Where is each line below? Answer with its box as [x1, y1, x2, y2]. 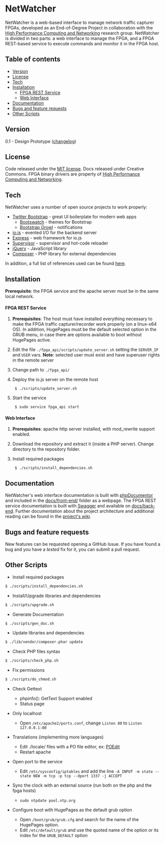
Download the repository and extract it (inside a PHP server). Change [12, 441, 154, 447]
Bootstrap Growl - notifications [19, 225, 83, 231]
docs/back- [131, 503, 155, 509]
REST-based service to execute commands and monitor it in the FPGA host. [5, 40, 160, 46]
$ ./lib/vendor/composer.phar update [5, 639, 83, 645]
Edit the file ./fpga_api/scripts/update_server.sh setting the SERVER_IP [12, 347, 159, 353]
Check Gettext [12, 686, 42, 692]
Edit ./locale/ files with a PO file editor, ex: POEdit [19, 744, 120, 750]
